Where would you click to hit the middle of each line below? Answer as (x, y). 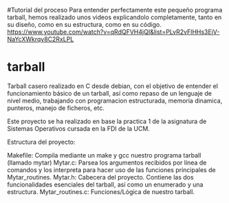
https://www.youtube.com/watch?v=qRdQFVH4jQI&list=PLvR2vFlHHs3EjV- (113, 32)
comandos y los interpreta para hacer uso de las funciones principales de (111, 170)
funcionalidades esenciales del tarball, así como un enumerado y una (105, 184)
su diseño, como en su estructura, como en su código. (84, 24)
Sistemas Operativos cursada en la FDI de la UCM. (78, 128)
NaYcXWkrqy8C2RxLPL (41, 39)
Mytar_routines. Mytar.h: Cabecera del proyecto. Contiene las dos (100, 177)
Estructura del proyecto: (41, 142)
